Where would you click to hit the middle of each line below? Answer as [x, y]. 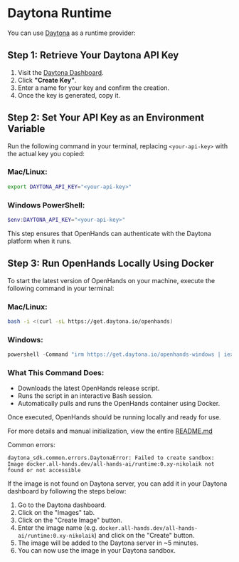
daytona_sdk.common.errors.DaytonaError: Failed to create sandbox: [111, 458]
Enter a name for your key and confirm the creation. [93, 88]
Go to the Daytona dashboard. [62, 505]
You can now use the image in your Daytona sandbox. [97, 551]
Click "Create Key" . [47, 80]
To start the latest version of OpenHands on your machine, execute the [111, 280]
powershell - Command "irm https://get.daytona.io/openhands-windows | [114, 354]
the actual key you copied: [46, 153]
